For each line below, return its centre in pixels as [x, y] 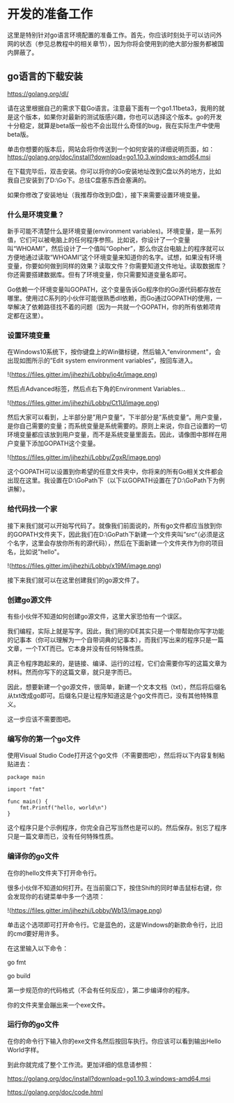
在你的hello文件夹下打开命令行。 [54, 873]
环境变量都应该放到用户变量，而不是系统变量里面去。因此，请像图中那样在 [114, 435]
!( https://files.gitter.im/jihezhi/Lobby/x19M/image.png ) [84, 565]
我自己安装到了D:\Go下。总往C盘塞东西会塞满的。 [79, 180]
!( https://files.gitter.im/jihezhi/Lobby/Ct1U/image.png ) [84, 403]
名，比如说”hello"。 [36, 551]
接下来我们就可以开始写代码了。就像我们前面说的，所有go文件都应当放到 [111, 525]
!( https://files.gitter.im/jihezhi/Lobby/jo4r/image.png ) [83, 374]
